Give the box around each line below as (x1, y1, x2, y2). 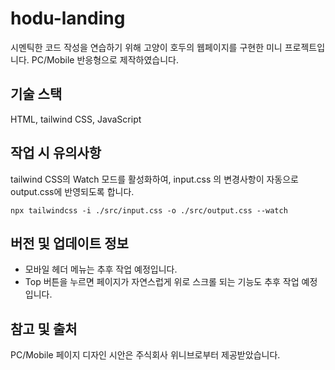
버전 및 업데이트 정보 (10, 235, 129, 252)
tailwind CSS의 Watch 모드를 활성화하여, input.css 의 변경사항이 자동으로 (10, 173, 299, 185)
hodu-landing (10, 7, 126, 30)
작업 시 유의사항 (10, 145, 102, 162)
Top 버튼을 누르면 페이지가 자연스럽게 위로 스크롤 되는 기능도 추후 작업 (24, 276, 300, 288)
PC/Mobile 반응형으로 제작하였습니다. (31, 53, 179, 66)
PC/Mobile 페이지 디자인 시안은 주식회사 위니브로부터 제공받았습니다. (10, 349, 281, 361)
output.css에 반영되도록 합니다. (10, 185, 135, 197)
